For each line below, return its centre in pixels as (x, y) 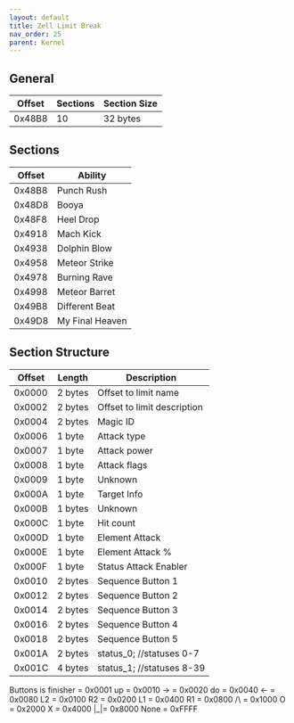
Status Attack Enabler (143, 566)
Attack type (122, 436)
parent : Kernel (37, 42)
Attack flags (122, 464)
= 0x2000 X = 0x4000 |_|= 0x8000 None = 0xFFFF (104, 709)
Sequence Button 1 (138, 580)
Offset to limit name (139, 392)
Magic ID (116, 422)
